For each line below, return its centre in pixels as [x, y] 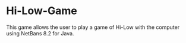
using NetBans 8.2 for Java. [40, 33]
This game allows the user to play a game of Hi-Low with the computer [93, 27]
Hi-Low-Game [42, 11]
